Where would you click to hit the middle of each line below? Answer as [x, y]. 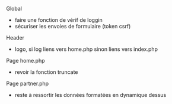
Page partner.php [28, 83]
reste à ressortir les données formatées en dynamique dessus [90, 95]
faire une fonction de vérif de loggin [58, 20]
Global [14, 9]
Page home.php [26, 61]
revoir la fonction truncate [46, 72]
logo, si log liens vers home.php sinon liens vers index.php [86, 49]
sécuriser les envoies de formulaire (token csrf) [73, 26]
